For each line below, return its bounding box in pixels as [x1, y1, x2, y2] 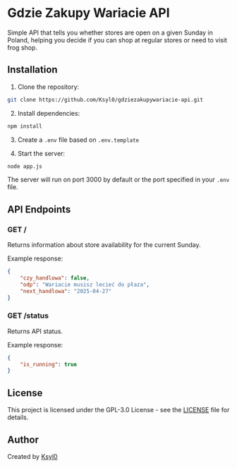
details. [7, 413, 29, 421]
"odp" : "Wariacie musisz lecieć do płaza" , [20, 281, 150, 288]
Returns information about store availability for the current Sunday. [7, 241, 201, 249]
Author [7, 433, 39, 445]
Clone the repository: [17, 83, 80, 91]
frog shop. [7, 43, 37, 52]
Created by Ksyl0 [7, 452, 58, 460]
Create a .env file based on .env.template [17, 136, 140, 144]
